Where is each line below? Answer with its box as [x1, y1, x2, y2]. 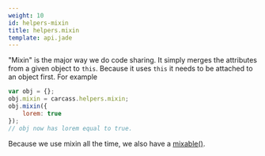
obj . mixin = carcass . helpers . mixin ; [8, 95, 129, 103]
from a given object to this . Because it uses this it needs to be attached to [8, 64, 253, 74]
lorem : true [22, 109, 62, 117]
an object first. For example [8, 72, 97, 82]
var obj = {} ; [8, 88, 55, 96]
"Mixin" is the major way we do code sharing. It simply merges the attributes [8, 55, 257, 65]
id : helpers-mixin [8, 19, 69, 27]
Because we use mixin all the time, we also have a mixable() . [8, 139, 206, 148]
